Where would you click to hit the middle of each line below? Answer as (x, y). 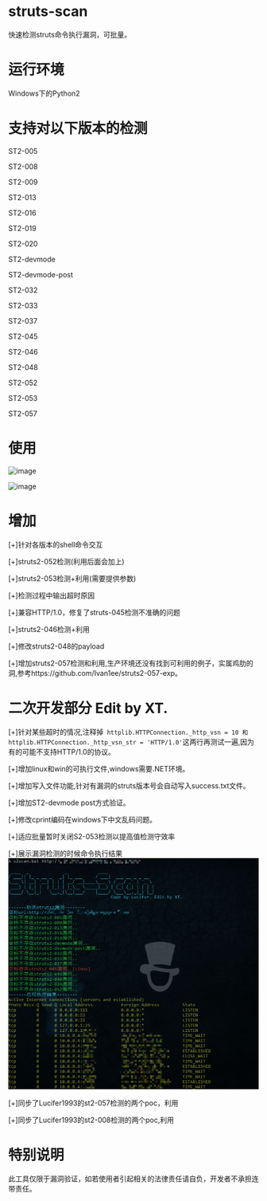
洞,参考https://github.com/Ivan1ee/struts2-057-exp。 (95, 673)
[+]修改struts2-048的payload (56, 646)
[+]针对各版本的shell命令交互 (56, 544)
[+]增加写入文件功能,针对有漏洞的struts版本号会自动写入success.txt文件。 (129, 785)
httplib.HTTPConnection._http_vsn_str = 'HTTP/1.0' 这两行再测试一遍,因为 (131, 742)
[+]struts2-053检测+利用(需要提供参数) (72, 578)
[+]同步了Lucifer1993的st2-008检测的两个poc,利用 (91, 1120)
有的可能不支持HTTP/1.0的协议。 (62, 752)
